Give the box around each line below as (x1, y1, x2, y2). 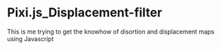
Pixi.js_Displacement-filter (7, 5, 163, 21)
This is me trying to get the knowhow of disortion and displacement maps (7, 27, 215, 36)
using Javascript (7, 34, 54, 42)
